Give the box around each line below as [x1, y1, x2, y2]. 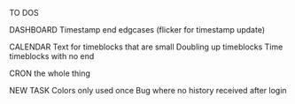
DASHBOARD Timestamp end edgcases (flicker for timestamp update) [9, 25, 266, 34]
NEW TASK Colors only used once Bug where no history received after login [9, 85, 287, 95]
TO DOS [9, 8, 40, 18]
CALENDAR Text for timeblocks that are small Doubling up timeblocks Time [9, 41, 283, 52]
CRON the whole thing [9, 68, 91, 78]
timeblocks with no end [9, 51, 95, 61]
